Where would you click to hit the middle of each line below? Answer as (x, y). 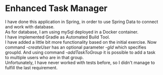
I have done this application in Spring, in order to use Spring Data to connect (81, 22)
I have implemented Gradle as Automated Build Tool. (58, 37)
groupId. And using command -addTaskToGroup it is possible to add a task (80, 52)
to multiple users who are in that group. (45, 57)
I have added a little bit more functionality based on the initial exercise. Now (81, 42)
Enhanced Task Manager (56, 8)
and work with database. (30, 26)
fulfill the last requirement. (31, 67)
